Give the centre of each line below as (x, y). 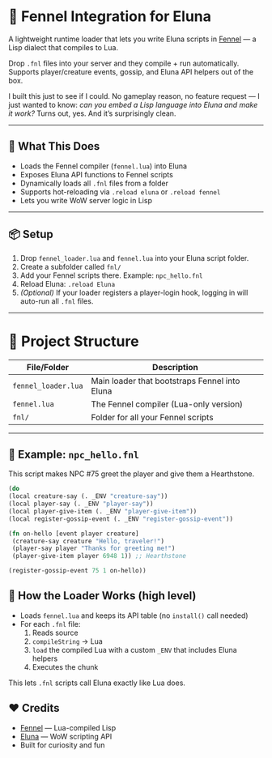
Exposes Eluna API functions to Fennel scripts (97, 174)
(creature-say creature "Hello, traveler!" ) (88, 541)
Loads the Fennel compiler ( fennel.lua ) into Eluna (104, 166)
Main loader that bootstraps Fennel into (166, 381)
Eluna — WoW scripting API (66, 736)
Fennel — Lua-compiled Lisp (68, 727)
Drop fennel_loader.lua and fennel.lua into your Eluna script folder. (134, 258)
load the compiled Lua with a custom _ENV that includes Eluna (134, 649)
